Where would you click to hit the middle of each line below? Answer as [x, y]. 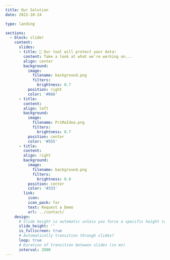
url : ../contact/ [46, 212]
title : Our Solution [27, 10]
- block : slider [27, 38]
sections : [16, 33]
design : [22, 217]
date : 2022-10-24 [24, 15]
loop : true [30, 240]
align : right [37, 156]
